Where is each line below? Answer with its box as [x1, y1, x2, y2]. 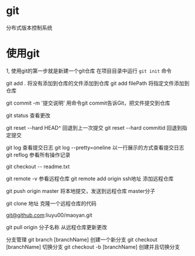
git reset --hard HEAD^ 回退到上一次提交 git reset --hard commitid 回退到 [6, 124, 183, 131]
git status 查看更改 [6, 112, 51, 119]
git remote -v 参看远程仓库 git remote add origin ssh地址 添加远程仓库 [6, 175, 174, 182]
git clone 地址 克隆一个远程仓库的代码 [6, 200, 97, 207]
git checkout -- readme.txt [6, 162, 70, 170]
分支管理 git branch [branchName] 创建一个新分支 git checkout [6, 236, 158, 243]
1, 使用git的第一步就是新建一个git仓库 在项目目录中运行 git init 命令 [6, 67, 172, 74]
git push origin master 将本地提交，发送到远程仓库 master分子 [6, 187, 155, 194]
